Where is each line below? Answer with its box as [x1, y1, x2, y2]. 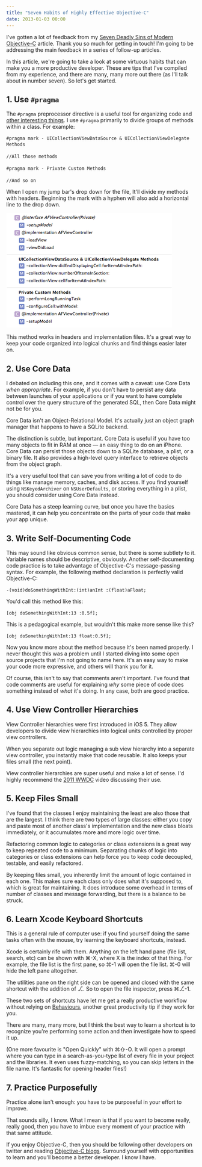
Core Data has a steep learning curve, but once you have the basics [6, 503, 174, 510]
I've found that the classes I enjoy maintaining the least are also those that [6, 809, 190, 817]
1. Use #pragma [6, 94, 60, 105]
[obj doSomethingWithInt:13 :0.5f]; [6, 610, 98, 616]
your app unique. [6, 516, 49, 523]
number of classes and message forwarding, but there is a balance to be [6, 890, 186, 897]
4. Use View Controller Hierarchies [6, 705, 139, 715]
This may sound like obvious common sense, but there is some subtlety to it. [6, 549, 196, 556]
